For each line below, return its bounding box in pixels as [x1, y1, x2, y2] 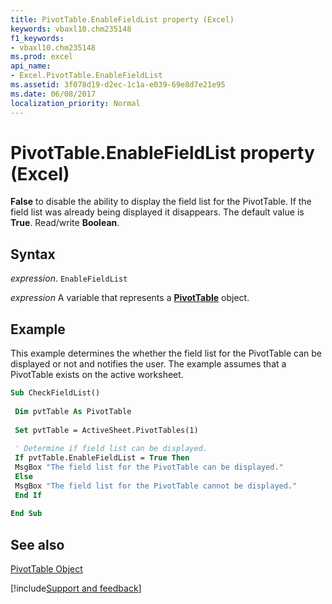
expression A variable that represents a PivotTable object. [10, 292, 250, 304]
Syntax [10, 246, 56, 263]
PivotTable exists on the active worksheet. [10, 369, 184, 381]
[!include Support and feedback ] [10, 582, 142, 595]
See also [10, 536, 65, 553]
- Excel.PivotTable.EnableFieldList [10, 71, 163, 81]
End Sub [10, 509, 43, 519]
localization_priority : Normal [10, 98, 141, 108]
